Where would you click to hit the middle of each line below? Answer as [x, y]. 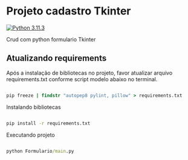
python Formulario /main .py [40, 151]
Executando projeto [31, 135]
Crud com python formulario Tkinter [51, 39]
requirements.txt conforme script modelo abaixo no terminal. [82, 79]
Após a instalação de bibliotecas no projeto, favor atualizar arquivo [89, 73]
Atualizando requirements [57, 58]
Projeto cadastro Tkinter [69, 11]
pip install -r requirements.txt [48, 123]
